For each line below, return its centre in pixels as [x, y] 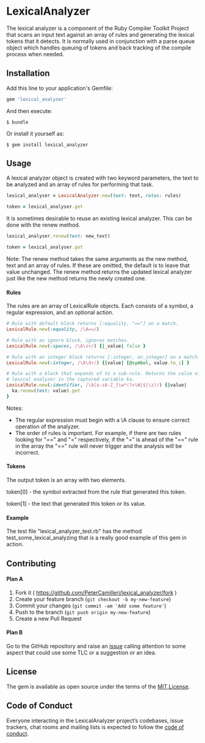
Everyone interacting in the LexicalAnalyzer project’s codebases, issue [95, 720]
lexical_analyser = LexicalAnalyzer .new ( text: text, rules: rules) [94, 196]
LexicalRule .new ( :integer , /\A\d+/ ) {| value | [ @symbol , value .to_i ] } [98, 363]
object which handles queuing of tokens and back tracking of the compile [99, 48]
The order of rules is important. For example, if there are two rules [98, 433]
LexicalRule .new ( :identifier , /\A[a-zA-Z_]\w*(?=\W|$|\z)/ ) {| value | [97, 385]
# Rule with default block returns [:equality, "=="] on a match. [92, 324]
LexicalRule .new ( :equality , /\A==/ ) [53, 329]
